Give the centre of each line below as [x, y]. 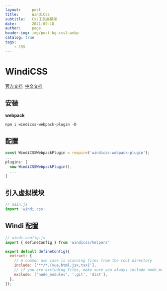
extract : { [21, 256]
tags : [11, 42]
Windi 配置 [22, 226]
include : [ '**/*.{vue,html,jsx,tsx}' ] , [55, 265]
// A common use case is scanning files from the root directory [83, 261]
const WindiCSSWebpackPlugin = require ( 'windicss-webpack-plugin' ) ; [78, 153]
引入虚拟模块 [25, 193]
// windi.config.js [25, 238]
